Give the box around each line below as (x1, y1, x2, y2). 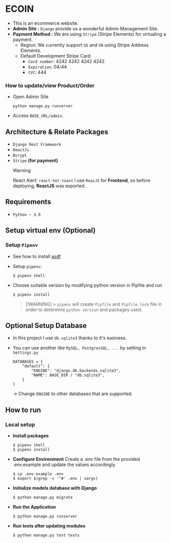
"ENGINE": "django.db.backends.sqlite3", (31, 368, 121, 374)
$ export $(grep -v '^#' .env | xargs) (12, 476, 98, 481)
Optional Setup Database (5, 321, 87, 330)
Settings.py (12, 350, 38, 356)
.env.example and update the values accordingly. (12, 461, 117, 468)
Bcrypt (12, 153, 27, 158)
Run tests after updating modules (12, 523, 85, 529)
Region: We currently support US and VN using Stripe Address (20, 42, 149, 48)
